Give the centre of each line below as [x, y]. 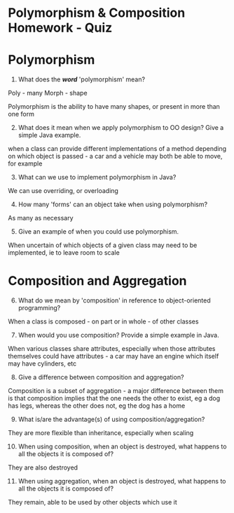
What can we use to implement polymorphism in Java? [97, 178]
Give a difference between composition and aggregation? [101, 378]
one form [21, 114]
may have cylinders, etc [42, 364]
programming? [39, 308]
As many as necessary [41, 218]
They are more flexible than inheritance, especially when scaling [101, 433]
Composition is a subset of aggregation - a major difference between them [116, 391]
